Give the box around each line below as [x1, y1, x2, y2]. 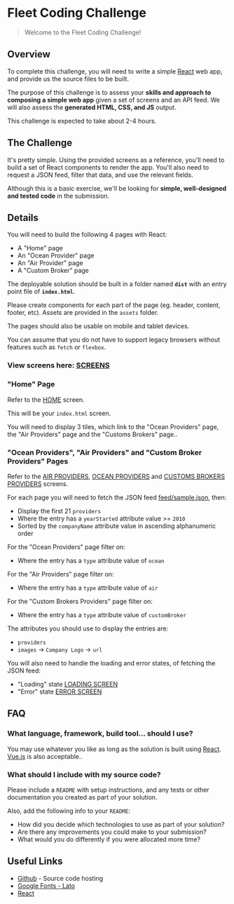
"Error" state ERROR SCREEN [17, 687, 102, 696]
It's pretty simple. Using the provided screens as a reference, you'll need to [7, 156, 225, 164]
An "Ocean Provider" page [17, 251, 95, 260]
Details [7, 212, 39, 224]
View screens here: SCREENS [7, 360, 110, 370]
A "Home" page [17, 244, 63, 252]
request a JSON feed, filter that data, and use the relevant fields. [7, 170, 194, 179]
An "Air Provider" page [17, 259, 83, 267]
